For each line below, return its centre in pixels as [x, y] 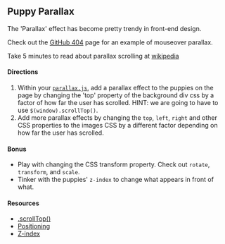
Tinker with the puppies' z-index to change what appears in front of [116, 180]
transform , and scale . [49, 172]
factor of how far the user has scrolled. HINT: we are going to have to [118, 103]
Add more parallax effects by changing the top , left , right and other [117, 118]
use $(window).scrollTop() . [58, 110]
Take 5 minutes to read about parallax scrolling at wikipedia [93, 56]
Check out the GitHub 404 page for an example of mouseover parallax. [110, 42]
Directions [23, 72]
